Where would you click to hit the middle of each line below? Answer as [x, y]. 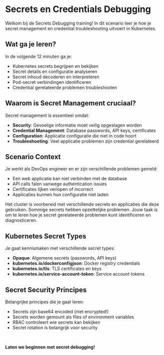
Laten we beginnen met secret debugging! [50, 347]
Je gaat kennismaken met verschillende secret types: [60, 248]
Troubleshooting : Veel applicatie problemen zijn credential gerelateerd [85, 141]
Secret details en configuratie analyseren [55, 71]
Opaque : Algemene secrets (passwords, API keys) [64, 258]
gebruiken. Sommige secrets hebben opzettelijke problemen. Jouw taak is [81, 210]
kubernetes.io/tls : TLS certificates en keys [57, 269]
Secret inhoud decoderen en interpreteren [56, 77]
